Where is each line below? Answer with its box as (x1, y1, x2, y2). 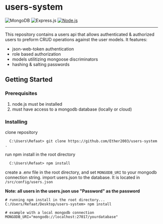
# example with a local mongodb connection (5, 210, 95, 215)
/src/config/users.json (5, 179, 53, 184)
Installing (5, 118, 28, 125)
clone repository (5, 129, 38, 135)
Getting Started (5, 76, 53, 84)
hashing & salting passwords (12, 61, 70, 67)
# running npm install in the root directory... (5, 197, 105, 202)
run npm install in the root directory (5, 151, 76, 157)
